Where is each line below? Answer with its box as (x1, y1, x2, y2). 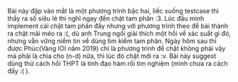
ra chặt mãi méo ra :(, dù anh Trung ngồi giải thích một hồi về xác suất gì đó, (7, 29, 232, 37)
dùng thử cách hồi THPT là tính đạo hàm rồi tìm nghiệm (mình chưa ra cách (7, 59, 228, 67)
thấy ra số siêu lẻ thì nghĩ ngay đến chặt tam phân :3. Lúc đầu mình (7, 14, 205, 23)
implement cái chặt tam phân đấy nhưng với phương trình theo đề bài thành (7, 22, 229, 30)
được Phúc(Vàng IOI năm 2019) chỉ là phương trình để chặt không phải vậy (7, 45, 226, 52)
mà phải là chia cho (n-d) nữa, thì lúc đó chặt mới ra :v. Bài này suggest (7, 52, 217, 60)
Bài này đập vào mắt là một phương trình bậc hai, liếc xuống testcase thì (7, 7, 219, 15)
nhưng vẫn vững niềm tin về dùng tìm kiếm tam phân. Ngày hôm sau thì (7, 37, 217, 45)
